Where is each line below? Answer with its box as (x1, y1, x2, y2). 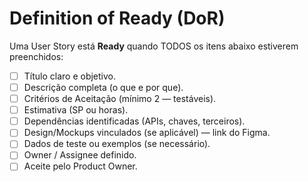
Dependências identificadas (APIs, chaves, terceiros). (23, 115, 246, 127)
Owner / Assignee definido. (23, 149, 137, 161)
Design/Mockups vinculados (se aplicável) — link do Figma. (23, 127, 271, 139)
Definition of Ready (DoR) (9, 7, 226, 30)
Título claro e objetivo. (23, 70, 117, 82)
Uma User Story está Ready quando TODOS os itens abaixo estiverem (9, 40, 299, 52)
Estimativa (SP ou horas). (23, 104, 129, 116)
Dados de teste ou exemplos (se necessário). (23, 138, 211, 150)
